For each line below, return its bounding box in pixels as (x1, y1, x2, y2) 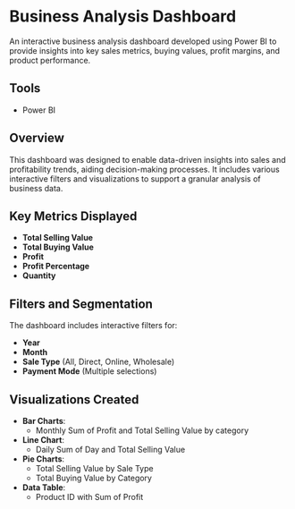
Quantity (21, 270, 56, 281)
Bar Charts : (21, 416, 66, 426)
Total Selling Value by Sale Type (35, 463, 154, 473)
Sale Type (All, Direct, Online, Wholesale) (21, 356, 175, 368)
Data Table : (21, 482, 66, 493)
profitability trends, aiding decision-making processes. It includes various (9, 164, 280, 174)
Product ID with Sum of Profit (35, 492, 144, 502)
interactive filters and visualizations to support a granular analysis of (9, 173, 261, 184)
